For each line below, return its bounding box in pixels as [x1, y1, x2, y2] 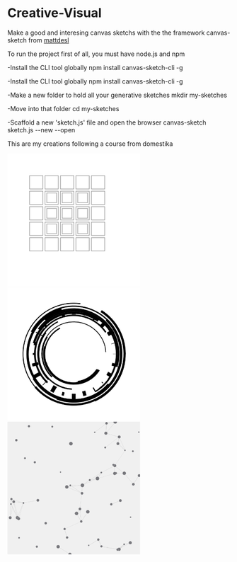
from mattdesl [28, 35, 69, 44]
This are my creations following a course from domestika [7, 139, 173, 148]
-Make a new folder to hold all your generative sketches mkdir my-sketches [7, 91, 228, 99]
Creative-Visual [7, 5, 102, 21]
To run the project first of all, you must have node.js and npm [7, 50, 185, 58]
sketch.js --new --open [7, 125, 76, 134]
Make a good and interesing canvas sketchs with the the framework [7, 28, 205, 37]
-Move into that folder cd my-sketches [7, 104, 120, 113]
